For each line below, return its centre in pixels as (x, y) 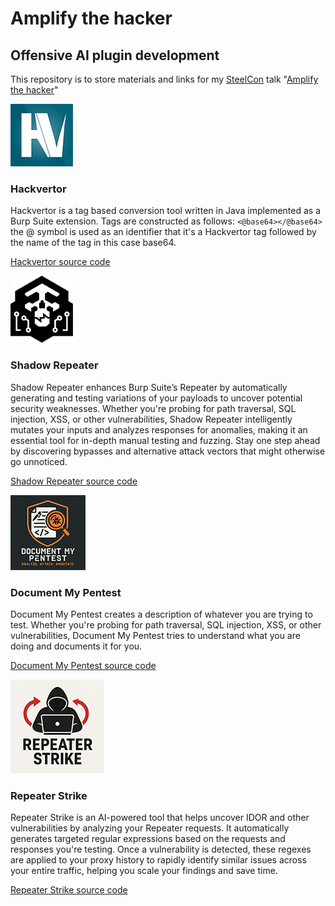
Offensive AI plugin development (115, 55)
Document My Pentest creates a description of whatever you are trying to (161, 614)
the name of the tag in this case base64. (93, 243)
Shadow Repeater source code (74, 481)
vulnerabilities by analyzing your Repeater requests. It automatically (150, 828)
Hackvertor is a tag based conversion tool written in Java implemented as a (165, 211)
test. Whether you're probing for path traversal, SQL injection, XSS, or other (166, 624)
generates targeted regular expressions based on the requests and (148, 839)
